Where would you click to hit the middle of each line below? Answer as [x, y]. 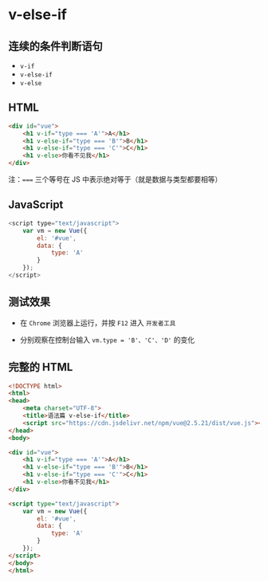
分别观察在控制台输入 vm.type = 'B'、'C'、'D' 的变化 [107, 340]
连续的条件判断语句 [55, 46]
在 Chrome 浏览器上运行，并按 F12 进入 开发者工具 [98, 322]
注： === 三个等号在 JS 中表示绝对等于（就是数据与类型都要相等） [115, 179]
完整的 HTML [41, 367]
